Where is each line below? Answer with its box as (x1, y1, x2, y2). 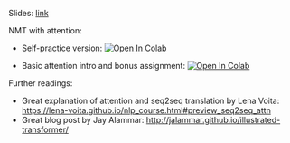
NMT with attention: (8, 25, 82, 35)
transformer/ (21, 124, 70, 135)
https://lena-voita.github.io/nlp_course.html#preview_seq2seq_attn (21, 105, 272, 116)
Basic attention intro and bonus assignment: (21, 61, 186, 71)
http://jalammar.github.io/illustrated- (145, 115, 281, 125)
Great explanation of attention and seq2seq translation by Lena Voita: (21, 95, 280, 106)
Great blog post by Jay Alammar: (21, 115, 145, 125)
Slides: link (8, 8, 49, 18)
